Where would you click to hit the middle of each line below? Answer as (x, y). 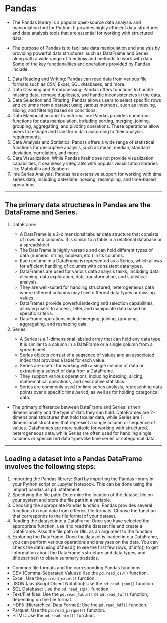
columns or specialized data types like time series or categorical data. (84, 438)
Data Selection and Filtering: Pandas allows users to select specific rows (86, 100)
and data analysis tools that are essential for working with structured (83, 33)
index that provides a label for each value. (63, 360)
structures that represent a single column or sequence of (97, 422)
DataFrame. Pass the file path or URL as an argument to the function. (83, 531)
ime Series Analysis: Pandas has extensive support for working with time (87, 174)
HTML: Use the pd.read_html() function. (54, 615)
